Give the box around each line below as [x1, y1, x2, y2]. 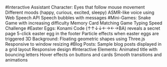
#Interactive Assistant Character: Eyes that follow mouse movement [5, 4, 145, 10]
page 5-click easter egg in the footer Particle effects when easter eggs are [5, 31, 159, 36]
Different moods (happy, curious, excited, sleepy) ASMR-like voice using [5, 9, 154, 15]
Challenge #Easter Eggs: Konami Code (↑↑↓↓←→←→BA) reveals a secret [5, 25, 160, 31]
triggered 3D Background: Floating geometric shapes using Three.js [5, 36, 145, 42]
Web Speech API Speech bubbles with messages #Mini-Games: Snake [5, 15, 151, 20]
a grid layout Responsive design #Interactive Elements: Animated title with [5, 47, 157, 52]
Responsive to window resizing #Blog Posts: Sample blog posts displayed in [5, 41, 161, 47]
